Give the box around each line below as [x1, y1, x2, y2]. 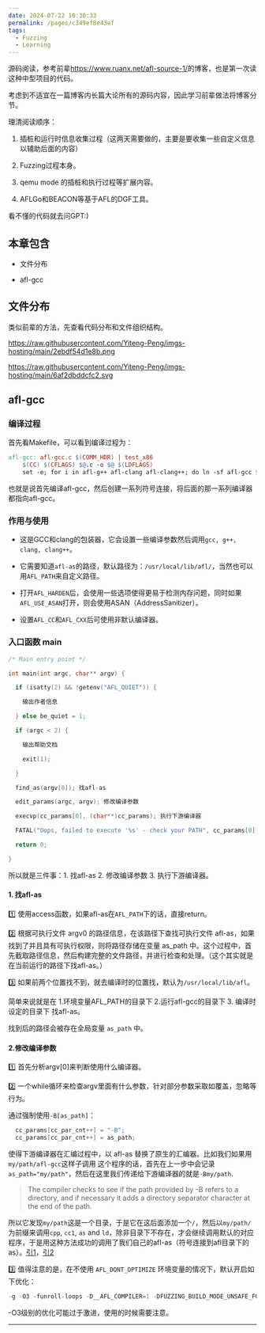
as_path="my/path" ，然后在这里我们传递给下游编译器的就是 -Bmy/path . [8, 1168, 234, 1178]
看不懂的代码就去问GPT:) [8, 211, 89, 221]
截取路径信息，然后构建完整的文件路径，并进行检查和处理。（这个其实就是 [14, 951, 254, 960]
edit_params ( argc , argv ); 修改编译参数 [15, 798, 140, 806]
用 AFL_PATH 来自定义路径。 [19, 572, 104, 581]
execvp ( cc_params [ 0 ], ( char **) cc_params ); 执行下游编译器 [15, 812, 202, 820]
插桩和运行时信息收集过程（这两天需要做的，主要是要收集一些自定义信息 [19, 134, 255, 143]
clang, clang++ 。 [19, 545, 77, 554]
